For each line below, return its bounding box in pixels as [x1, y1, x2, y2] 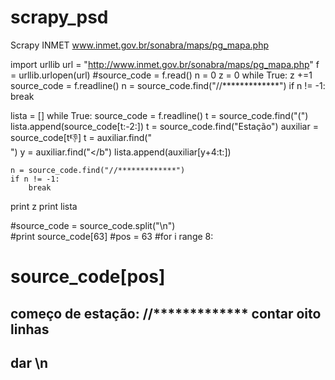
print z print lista [10, 200, 78, 212]
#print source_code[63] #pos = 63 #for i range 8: [10, 230, 214, 242]
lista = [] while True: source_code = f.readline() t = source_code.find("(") [10, 109, 309, 121]
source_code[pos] [10, 266, 166, 288]
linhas [10, 321, 50, 338]
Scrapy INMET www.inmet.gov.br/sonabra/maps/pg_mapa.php [10, 39, 270, 51]
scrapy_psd [10, 6, 109, 29]
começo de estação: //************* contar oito [10, 305, 322, 322]
